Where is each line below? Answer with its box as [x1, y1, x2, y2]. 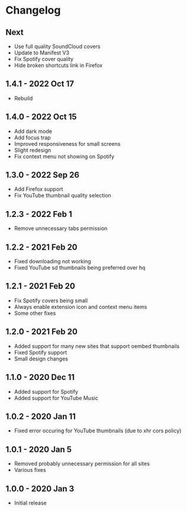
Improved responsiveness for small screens [14, 140, 121, 147]
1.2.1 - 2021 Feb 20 [5, 281, 75, 291]
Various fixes [14, 467, 46, 474]
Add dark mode [14, 127, 53, 135]
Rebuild [14, 94, 33, 101]
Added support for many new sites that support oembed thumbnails [14, 342, 180, 350]
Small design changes [14, 355, 69, 362]
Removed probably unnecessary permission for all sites [14, 460, 150, 467]
